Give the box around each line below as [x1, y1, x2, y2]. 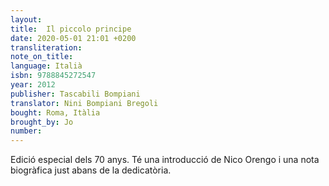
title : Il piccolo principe [10, 24, 132, 34]
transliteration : [10, 42, 83, 53]
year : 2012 [10, 80, 56, 90]
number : [10, 126, 43, 136]
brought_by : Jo [10, 117, 74, 127]
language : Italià [10, 61, 83, 71]
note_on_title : [10, 52, 74, 62]
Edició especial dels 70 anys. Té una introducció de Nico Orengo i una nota [10, 154, 320, 166]
